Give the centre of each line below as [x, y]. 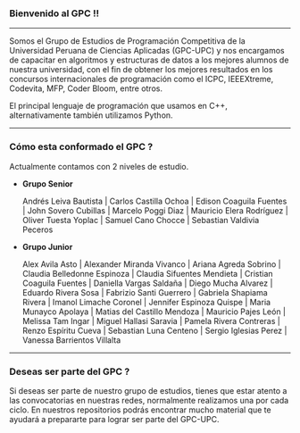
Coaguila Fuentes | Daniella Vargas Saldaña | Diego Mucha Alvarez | [147, 283]
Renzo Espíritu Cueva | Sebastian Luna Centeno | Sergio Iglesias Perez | [154, 330]
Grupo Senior [47, 183]
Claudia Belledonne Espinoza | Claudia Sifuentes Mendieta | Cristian [148, 273]
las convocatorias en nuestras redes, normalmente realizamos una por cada [149, 400]
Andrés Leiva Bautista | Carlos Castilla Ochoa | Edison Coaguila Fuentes [154, 201]
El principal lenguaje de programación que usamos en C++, [118, 106]
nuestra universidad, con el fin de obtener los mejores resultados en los [141, 70]
